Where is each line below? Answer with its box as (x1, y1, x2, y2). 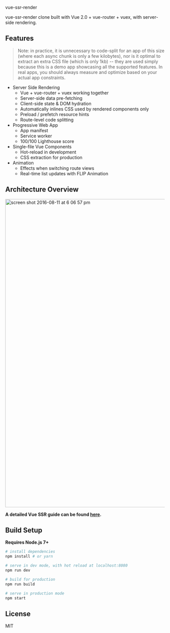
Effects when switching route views (20, 165, 95, 171)
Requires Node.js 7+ (5, 539, 49, 545)
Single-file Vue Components (12, 143, 72, 150)
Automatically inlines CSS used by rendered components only (20, 106, 149, 112)
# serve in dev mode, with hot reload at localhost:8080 (5, 563, 128, 568)
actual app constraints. (17, 75, 66, 81)
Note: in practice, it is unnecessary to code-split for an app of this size (17, 48, 164, 54)
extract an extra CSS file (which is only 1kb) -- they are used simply (17, 58, 158, 64)
